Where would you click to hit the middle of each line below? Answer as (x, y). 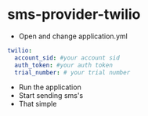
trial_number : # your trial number (72, 72)
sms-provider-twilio (74, 14)
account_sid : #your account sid (67, 58)
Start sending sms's (51, 96)
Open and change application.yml (73, 36)
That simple (38, 104)
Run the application (50, 87)
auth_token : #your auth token (63, 65)
